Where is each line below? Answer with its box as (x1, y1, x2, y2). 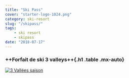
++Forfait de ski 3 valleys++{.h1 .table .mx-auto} (5, 56, 125, 63)
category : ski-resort (5, 16, 50, 21)
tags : (5, 26, 16, 31)
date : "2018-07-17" (5, 40, 45, 45)
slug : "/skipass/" (5, 21, 43, 26)
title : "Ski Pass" (5, 7, 43, 12)
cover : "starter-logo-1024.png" (5, 12, 72, 17)
